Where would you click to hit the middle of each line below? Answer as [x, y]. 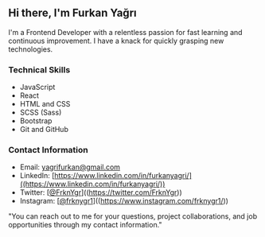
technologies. [31, 49]
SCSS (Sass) [41, 113]
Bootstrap [36, 121]
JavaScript [37, 87]
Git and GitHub [44, 130]
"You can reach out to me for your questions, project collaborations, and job [132, 216]
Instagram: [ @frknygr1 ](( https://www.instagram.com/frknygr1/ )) [124, 201]
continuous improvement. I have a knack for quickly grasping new [116, 41]
